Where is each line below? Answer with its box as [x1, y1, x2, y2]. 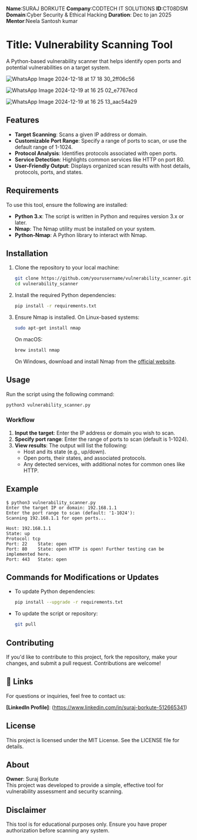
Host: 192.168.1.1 [6, 525, 51, 531]
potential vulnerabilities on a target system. [6, 64, 111, 71]
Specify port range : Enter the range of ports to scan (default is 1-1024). [14, 436, 189, 443]
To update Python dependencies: [14, 588, 96, 595]
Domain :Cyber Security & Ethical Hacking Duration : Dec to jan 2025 [6, 11, 172, 18]
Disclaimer [6, 805, 46, 815]
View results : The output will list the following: [14, 442, 128, 449]
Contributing [6, 638, 54, 648]
